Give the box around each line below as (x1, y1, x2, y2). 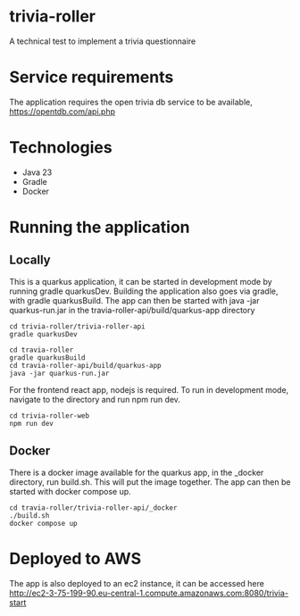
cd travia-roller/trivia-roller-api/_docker (9, 503, 178, 512)
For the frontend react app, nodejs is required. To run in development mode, (9, 384, 289, 395)
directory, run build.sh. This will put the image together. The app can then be (9, 476, 291, 487)
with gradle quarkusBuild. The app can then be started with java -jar (9, 295, 260, 305)
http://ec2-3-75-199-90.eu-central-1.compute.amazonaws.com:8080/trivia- (9, 587, 288, 598)
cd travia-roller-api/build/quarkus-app (9, 361, 162, 370)
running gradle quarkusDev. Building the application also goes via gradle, (9, 286, 279, 296)
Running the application (9, 217, 190, 237)
